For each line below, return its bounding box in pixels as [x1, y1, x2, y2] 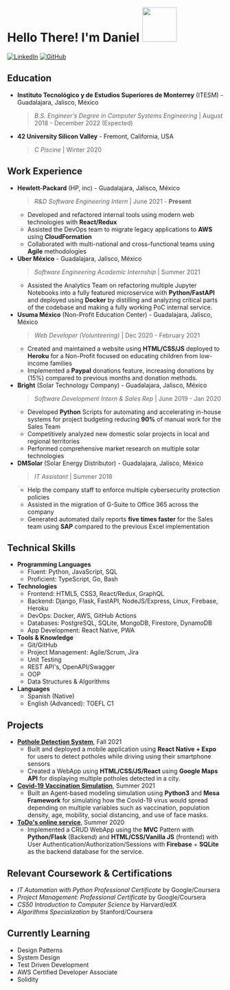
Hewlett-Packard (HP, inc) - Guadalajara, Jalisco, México [16, 183, 181, 192]
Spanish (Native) [27, 692, 75, 701]
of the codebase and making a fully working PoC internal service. [27, 303, 213, 311]
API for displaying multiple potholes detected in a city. [27, 774, 181, 783]
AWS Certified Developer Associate [16, 968, 118, 976]
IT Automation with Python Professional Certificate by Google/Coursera [16, 886, 220, 894]
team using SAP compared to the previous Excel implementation [27, 522, 209, 530]
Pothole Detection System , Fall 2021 [16, 738, 122, 746]
